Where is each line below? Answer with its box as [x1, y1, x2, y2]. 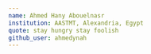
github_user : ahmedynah [8, 33, 87, 42]
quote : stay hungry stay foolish [8, 26, 119, 34]
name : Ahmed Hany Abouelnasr [8, 11, 105, 20]
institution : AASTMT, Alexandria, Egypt [8, 19, 145, 27]
